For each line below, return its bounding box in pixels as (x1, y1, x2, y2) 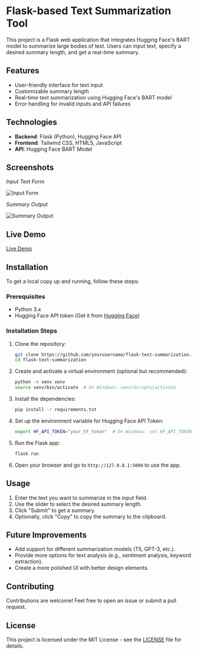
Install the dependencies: (14, 395, 77, 402)
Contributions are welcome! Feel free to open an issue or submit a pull (6, 597, 177, 605)
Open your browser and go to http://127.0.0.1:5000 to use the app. (14, 461, 181, 468)
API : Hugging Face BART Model (14, 146, 93, 153)
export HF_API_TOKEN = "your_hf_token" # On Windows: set (14, 428, 158, 434)
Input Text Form (6, 178, 45, 185)
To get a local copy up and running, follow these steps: (6, 278, 140, 285)
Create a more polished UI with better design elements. (14, 564, 149, 572)
